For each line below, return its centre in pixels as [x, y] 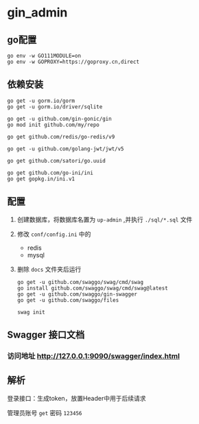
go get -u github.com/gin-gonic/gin [59, 119]
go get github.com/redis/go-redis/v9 [61, 137]
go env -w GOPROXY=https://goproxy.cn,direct [73, 62]
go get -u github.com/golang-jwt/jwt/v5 [66, 149]
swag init [31, 312]
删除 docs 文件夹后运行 [49, 269]
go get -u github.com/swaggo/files [68, 300]
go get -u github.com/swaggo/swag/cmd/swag [80, 282]
